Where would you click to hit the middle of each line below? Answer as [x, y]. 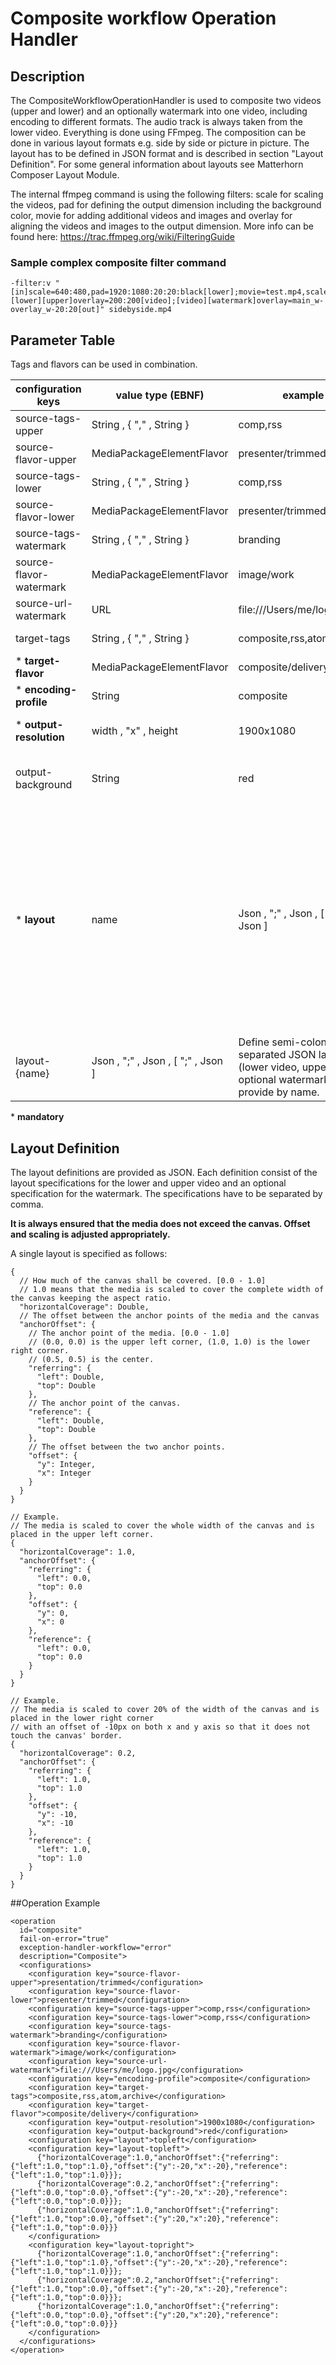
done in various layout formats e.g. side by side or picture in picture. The [160, 143]
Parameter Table [63, 340]
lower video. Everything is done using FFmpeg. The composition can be [158, 132]
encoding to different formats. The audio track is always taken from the [157, 121]
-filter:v [31, 283]
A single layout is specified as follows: [89, 1253]
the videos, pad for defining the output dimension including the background [166, 205]
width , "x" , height [134, 731]
